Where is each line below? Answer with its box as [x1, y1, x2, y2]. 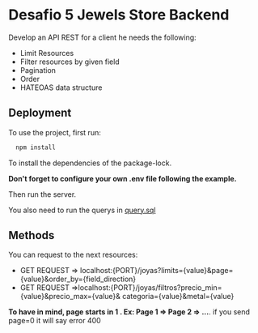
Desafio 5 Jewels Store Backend [8, 6, 230, 24]
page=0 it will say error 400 [8, 316, 101, 326]
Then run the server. [8, 189, 77, 199]
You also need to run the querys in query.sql [8, 205, 156, 215]
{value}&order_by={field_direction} [19, 274, 137, 284]
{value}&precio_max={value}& [19, 292, 121, 301]
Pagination [19, 65, 57, 75]
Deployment [8, 106, 72, 120]
